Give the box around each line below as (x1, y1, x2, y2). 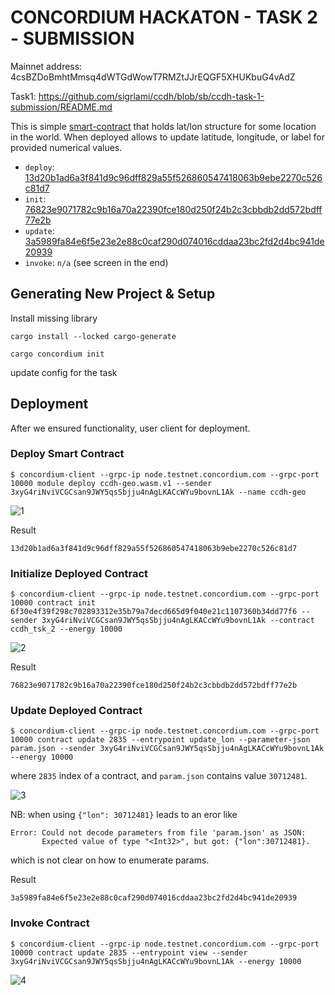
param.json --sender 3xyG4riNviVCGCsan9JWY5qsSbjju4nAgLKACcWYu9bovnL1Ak (10, 744, 325, 754)
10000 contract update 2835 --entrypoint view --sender (10, 947, 248, 958)
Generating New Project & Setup (10, 286, 216, 303)
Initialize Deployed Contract (10, 566, 149, 580)
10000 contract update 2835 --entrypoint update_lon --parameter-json (10, 735, 311, 745)
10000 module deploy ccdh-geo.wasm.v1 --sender (10, 478, 213, 488)
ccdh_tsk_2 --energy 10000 (10, 624, 123, 635)
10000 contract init (10, 598, 97, 608)
